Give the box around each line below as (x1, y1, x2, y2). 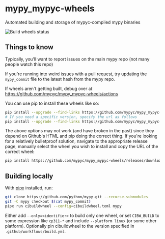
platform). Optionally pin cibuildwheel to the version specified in (5, 223, 135, 229)
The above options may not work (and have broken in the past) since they (5, 128, 155, 134)
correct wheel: (5, 149, 35, 155)
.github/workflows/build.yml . (5, 228, 66, 234)
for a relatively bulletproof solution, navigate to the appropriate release (5, 138, 148, 144)
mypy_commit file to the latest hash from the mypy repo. (5, 76, 115, 82)
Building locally (5, 172, 54, 180)
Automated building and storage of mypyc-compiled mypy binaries (5, 19, 141, 25)
